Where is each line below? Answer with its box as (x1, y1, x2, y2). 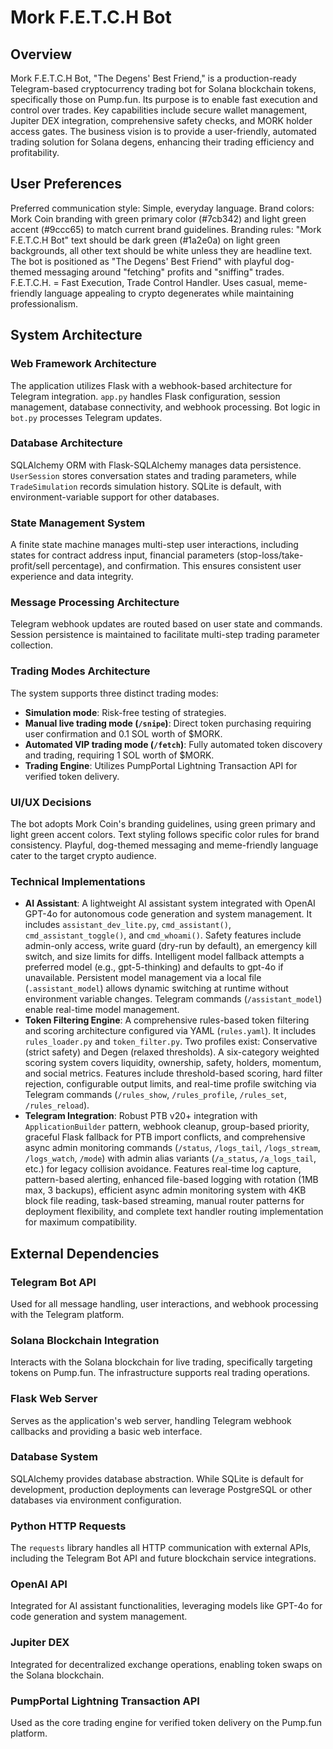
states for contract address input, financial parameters (10, 549, 235, 561)
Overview (10, 46, 73, 63)
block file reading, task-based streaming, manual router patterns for (24, 1195, 305, 1207)
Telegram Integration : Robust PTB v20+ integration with (24, 1110, 258, 1122)
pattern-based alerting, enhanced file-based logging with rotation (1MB (24, 1174, 319, 1186)
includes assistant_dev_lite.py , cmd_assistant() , (24, 919, 232, 931)
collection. (10, 639, 54, 651)
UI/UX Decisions (10, 795, 92, 809)
